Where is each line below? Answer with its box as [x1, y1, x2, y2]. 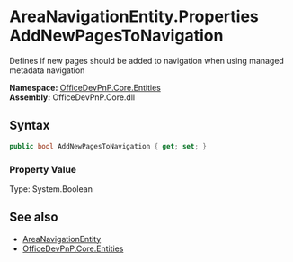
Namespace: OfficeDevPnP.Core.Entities [9, 82, 162, 93]
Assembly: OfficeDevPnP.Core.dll [9, 92, 136, 103]
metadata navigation [9, 65, 85, 76]
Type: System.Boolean [9, 183, 93, 194]
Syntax [9, 118, 50, 133]
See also [9, 210, 58, 225]
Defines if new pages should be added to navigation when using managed [9, 55, 285, 66]
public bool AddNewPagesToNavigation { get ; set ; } [9, 141, 207, 150]
